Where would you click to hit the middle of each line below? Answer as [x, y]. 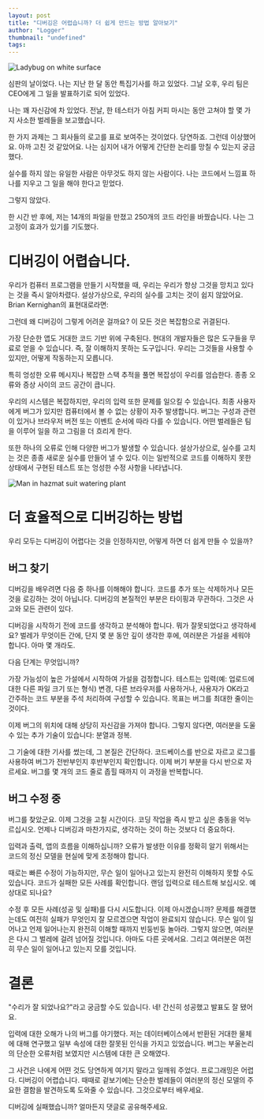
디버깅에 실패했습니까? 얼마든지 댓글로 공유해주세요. [88, 1106]
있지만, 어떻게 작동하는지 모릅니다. [61, 358]
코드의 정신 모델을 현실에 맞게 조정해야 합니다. [79, 856]
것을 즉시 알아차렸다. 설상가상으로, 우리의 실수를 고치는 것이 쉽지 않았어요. [130, 295]
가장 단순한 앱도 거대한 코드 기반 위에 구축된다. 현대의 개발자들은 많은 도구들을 [128, 338]
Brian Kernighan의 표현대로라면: [58, 305]
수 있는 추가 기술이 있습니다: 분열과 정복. [70, 734]
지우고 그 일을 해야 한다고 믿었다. [73, 183]
